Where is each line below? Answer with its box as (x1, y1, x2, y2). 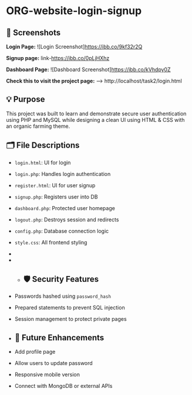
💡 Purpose (6, 94, 45, 104)
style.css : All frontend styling (14, 238, 87, 245)
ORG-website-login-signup (6, 4, 142, 18)
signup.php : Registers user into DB (14, 193, 98, 200)
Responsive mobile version (14, 371, 80, 378)
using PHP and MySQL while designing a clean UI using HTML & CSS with (6, 116, 185, 123)
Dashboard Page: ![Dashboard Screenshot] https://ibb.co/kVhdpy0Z (6, 66, 171, 73)
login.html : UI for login (14, 159, 71, 166)
